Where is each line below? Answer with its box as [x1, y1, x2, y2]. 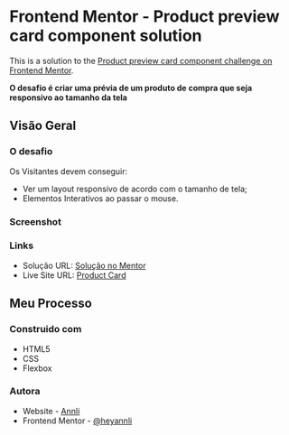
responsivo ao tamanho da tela [9, 92, 128, 103]
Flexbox [22, 363, 52, 374]
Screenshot [9, 215, 61, 227]
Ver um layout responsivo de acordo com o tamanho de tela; [22, 183, 248, 194]
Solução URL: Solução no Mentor [22, 260, 146, 271]
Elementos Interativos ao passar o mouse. [22, 192, 179, 204]
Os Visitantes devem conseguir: [9, 165, 128, 177]
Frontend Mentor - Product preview [9, 6, 280, 27]
